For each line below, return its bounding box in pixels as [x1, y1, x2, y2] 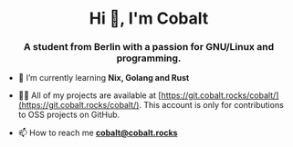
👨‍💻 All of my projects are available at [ [17, 90, 162, 101]
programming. [116, 52, 182, 64]
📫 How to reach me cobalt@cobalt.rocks [17, 127, 178, 139]
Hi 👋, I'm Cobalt [89, 8, 209, 29]
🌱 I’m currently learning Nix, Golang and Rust [17, 73, 190, 83]
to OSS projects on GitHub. [17, 109, 120, 121]
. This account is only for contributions [139, 100, 285, 111]
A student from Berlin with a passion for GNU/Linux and [23, 41, 275, 54]
